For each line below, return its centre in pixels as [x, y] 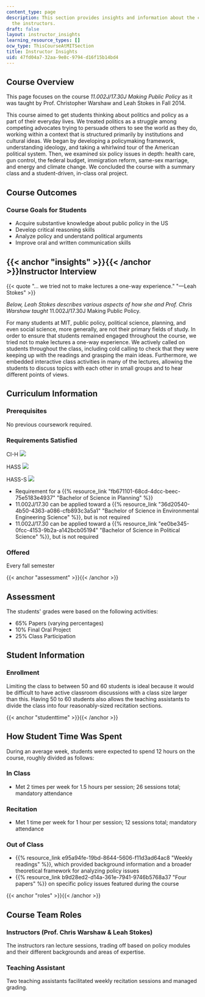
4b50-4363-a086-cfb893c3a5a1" [58, 511]
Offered [18, 552]
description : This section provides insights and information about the [101, 18]
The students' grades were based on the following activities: [82, 611]
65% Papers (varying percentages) [59, 624]
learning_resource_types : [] [43, 40]
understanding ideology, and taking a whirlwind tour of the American [92, 148]
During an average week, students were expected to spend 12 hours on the [101, 751]
